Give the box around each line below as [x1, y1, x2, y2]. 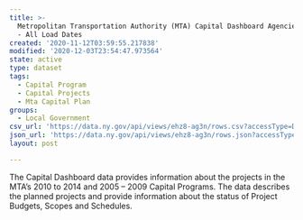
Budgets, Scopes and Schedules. [9, 200, 133, 211]
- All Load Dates [17, 30, 83, 39]
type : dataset [9, 64, 63, 73]
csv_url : [9, 123, 42, 132]
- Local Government [17, 114, 91, 123]
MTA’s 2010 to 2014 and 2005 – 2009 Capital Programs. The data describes [9, 181, 290, 192]
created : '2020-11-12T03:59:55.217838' [9, 38, 160, 48]
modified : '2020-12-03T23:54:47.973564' [9, 47, 164, 56]
